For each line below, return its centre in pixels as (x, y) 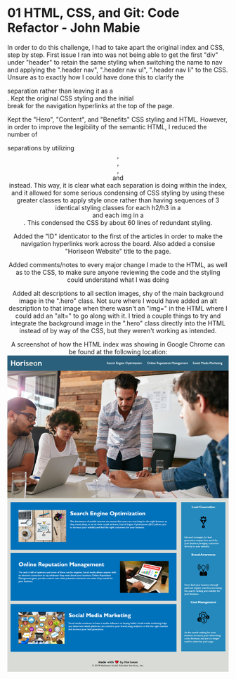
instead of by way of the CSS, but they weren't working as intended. (118, 330)
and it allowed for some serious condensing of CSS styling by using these (118, 193)
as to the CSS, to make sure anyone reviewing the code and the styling (118, 272)
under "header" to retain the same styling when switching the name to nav (115, 62)
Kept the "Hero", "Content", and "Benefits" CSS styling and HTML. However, (118, 119)
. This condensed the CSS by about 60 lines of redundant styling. (118, 222)
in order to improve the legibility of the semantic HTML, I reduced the (107, 127)
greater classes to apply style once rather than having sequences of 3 (118, 200)
